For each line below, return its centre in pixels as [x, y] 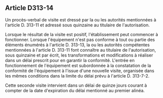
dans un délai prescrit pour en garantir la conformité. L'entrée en [70, 60]
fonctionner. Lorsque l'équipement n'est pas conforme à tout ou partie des [80, 39]
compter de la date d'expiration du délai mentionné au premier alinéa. [75, 90]
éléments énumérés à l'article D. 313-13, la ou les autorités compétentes [77, 45]
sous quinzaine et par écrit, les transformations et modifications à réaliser [79, 55]
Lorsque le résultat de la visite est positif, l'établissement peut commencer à [82, 34]
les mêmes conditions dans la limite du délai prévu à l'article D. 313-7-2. [77, 76]
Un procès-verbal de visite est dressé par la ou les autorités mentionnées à [81, 20]
